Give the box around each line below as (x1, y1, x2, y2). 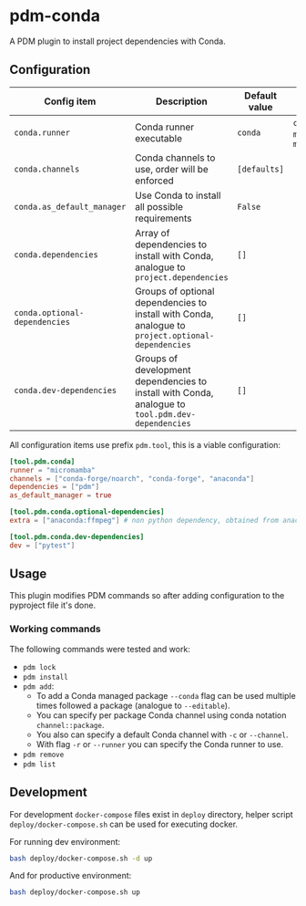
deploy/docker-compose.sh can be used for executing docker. (9, 818, 239, 829)
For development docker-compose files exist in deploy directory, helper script (9, 808, 293, 819)
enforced (135, 174, 175, 187)
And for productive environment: (9, 870, 132, 881)
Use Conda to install (135, 189, 221, 202)
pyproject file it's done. (9, 599, 97, 611)
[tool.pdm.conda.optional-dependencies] (9, 507, 166, 516)
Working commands (9, 622, 102, 635)
